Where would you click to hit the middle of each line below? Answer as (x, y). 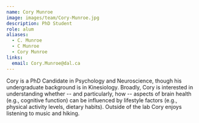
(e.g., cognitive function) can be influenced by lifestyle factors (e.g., (92, 100)
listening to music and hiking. (43, 113)
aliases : (17, 35)
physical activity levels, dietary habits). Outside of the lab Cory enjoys (94, 106)
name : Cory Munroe (30, 12)
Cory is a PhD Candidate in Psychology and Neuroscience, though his (94, 81)
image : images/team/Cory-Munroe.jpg (53, 18)
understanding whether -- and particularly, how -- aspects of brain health (99, 94)
